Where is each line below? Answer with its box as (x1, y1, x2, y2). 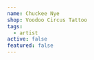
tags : (7, 23, 23, 30)
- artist (13, 29, 38, 37)
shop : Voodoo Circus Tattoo (7, 17, 88, 23)
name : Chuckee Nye (7, 10, 60, 17)
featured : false (7, 42, 54, 49)
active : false (7, 36, 48, 43)
